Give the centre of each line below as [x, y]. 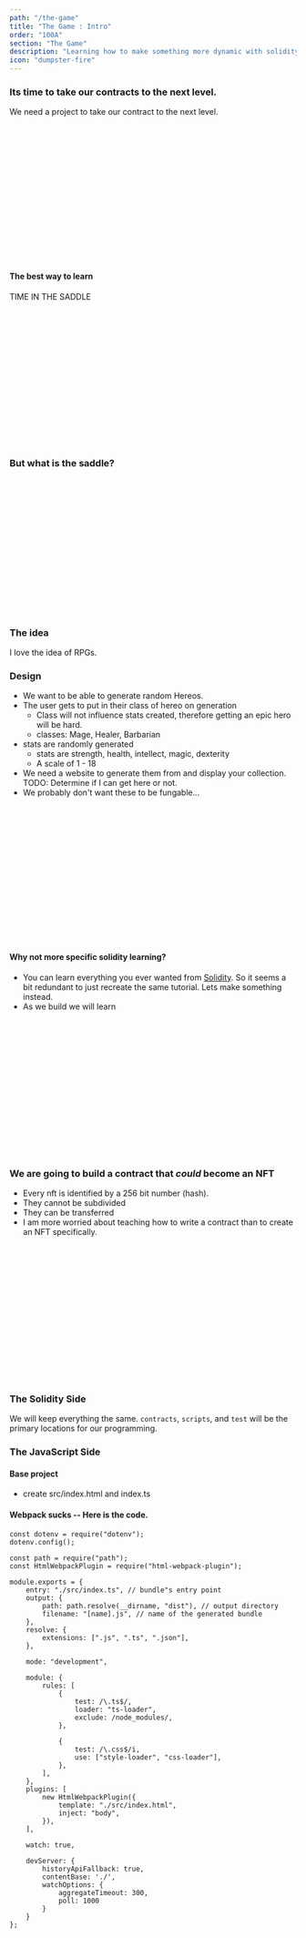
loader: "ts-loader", [115, 1709]
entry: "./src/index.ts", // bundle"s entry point [124, 1590]
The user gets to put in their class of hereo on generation [130, 706]
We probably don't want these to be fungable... [111, 792]
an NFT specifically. [60, 1231]
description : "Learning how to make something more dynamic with [136, 52]
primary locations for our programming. [83, 1428]
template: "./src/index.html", [117, 1805]
